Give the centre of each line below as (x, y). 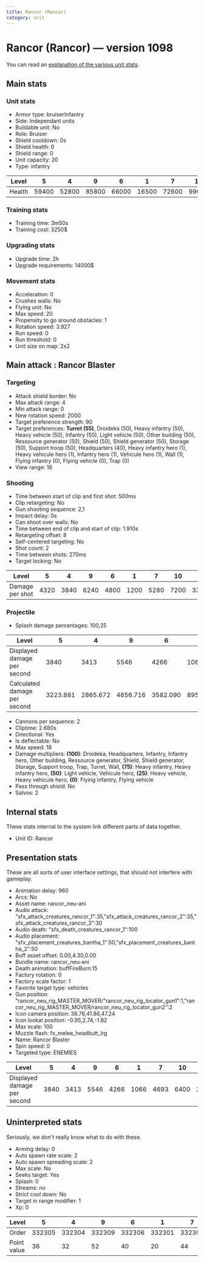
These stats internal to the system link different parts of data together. (94, 827)
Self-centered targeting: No (49, 541)
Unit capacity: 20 (37, 160)
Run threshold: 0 (36, 340)
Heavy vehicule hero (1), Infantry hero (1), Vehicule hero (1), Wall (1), (100, 454)
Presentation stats (42, 857)
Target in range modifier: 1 (48, 1200)
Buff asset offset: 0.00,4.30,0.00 (56, 955)
